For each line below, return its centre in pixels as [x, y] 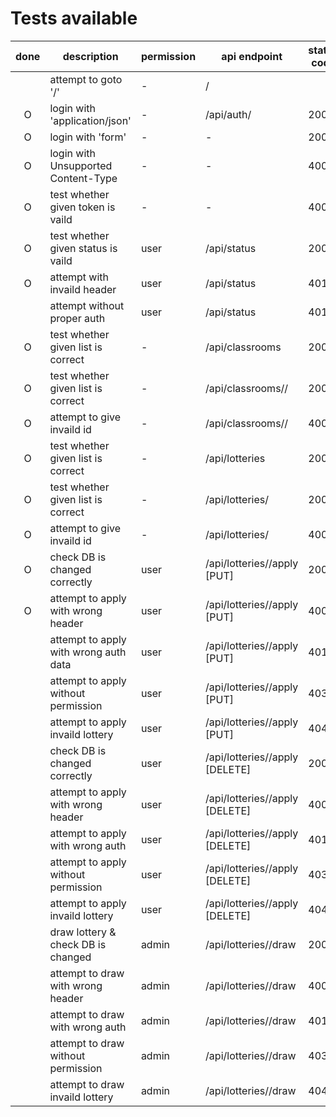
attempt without [87, 305]
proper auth [77, 318]
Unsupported [81, 165]
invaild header [83, 289]
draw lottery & [83, 932]
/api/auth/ [228, 114]
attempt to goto [86, 79]
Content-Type [83, 178]
